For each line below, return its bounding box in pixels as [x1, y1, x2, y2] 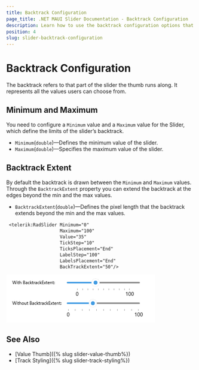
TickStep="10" [59, 240, 95, 246]
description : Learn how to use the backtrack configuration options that [6, 22, 194, 28]
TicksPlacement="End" [59, 246, 114, 252]
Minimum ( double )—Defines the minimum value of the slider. [14, 139, 158, 146]
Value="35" [59, 234, 87, 240]
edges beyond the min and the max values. [6, 191, 112, 198]
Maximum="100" [59, 228, 95, 234]
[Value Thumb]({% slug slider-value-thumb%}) [14, 350, 131, 357]
